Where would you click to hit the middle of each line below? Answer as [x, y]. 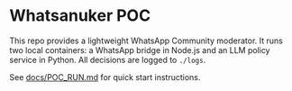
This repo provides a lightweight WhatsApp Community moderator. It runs [146, 41]
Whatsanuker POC [80, 16]
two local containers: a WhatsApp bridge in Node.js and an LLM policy [140, 50]
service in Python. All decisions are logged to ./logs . [108, 59]
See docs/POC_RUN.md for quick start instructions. [105, 77]
